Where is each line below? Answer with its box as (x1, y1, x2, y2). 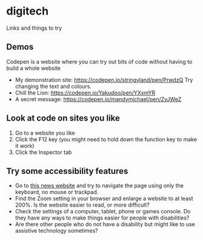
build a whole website (6, 64, 61, 72)
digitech (6, 4, 49, 18)
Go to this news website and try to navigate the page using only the (15, 182, 184, 189)
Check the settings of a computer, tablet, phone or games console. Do (15, 208, 191, 215)
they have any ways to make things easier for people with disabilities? (15, 214, 190, 222)
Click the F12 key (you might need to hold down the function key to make (15, 135, 197, 143)
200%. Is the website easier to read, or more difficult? (15, 201, 150, 208)
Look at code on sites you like (6, 113, 120, 124)
